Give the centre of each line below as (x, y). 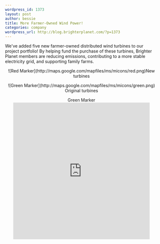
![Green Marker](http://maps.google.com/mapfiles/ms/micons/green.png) (81, 85)
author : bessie (20, 18)
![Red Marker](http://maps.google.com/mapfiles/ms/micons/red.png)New (81, 71)
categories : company (26, 28)
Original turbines (81, 91)
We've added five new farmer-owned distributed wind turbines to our (74, 46)
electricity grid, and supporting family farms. (49, 61)
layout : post (18, 14)
